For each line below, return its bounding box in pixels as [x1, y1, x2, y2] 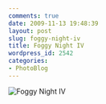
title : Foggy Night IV [8, 42, 84, 50]
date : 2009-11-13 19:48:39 [8, 19, 99, 27]
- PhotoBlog [8, 64, 48, 73]
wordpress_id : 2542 [8, 49, 74, 57]
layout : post [8, 27, 52, 35]
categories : [8, 57, 48, 65]
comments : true [8, 11, 59, 20]
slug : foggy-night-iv [8, 34, 81, 43]
